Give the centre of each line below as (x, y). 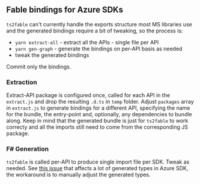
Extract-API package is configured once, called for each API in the (88, 95)
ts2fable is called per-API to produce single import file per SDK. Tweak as (98, 162)
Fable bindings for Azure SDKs (65, 10)
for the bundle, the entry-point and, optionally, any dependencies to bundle (99, 114)
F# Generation (28, 149)
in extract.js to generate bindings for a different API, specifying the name (98, 108)
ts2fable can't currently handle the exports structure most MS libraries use (99, 24)
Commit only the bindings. (39, 67)
